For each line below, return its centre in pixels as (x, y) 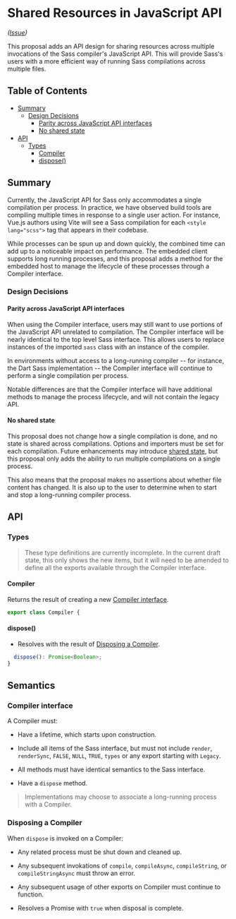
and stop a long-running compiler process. (69, 494)
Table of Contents (48, 91)
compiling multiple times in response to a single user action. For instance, (114, 215)
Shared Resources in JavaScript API (114, 13)
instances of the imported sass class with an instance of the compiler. (108, 347)
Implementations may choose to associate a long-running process (120, 797)
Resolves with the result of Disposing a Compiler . (89, 644)
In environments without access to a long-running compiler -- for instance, (116, 360)
